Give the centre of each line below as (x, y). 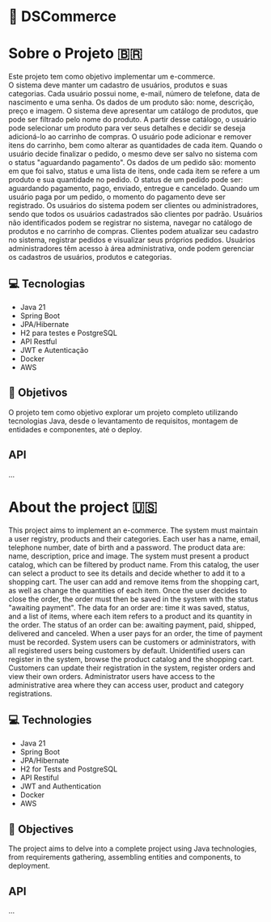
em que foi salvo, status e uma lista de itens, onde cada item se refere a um (134, 171)
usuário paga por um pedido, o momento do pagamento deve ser (117, 197)
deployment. (29, 866)
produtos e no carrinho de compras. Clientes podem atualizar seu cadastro (133, 232)
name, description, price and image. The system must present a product (129, 556)
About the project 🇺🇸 (83, 507)
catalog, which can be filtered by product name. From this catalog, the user (134, 564)
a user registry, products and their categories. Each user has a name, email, (134, 538)
